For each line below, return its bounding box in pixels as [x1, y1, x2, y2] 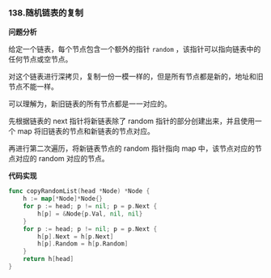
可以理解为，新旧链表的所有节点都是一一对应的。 [8, 99, 171, 109]
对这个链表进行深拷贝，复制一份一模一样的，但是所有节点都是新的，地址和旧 [8, 71, 264, 82]
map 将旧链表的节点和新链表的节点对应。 [17, 126, 155, 136]
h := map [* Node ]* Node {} [23, 195, 104, 203]
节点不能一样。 [8, 82, 58, 92]
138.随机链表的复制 [8, 6, 83, 18]
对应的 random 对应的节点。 [15, 154, 109, 164]
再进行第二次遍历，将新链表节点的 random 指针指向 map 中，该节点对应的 [8, 143, 256, 153]
